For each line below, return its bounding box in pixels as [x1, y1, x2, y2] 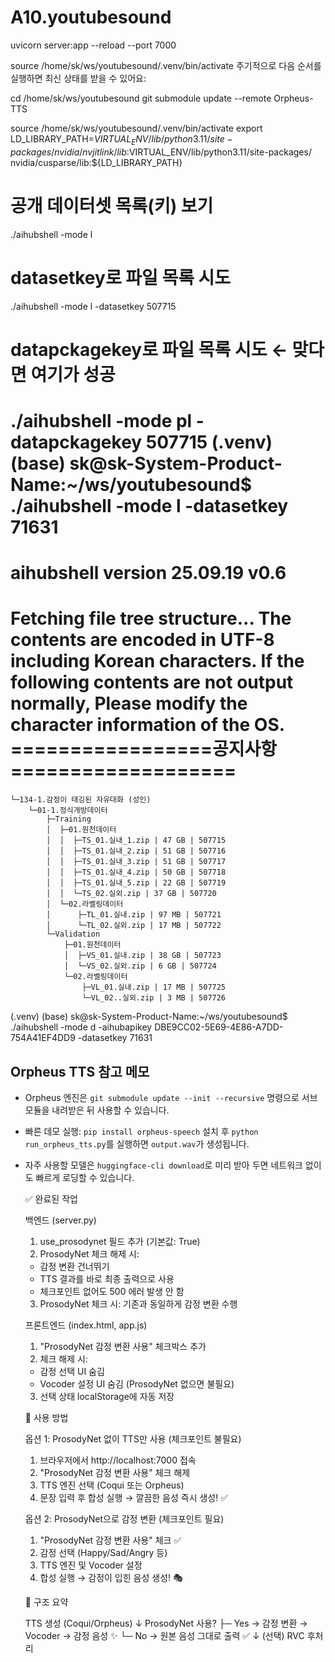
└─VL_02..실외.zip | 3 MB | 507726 [81, 993, 227, 1003]
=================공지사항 [10, 738, 278, 761]
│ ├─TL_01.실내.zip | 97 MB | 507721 [46, 910, 222, 920]
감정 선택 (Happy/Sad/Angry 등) [39, 1546, 168, 1558]
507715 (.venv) [145, 431, 273, 453]
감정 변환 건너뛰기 [39, 1260, 110, 1272]
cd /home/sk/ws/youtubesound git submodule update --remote [10, 92, 272, 104]
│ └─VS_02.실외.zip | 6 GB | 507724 [63, 961, 217, 971]
